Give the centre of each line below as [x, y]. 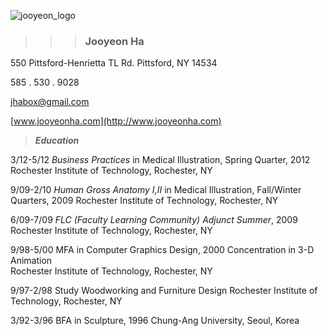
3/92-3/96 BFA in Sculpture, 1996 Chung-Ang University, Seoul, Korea [155, 321]
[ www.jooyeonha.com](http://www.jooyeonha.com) [116, 121]
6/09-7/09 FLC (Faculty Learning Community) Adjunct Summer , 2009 [154, 220]
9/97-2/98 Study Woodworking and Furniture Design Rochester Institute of [164, 291]
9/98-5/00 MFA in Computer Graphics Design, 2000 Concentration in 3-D [162, 250]
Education [57, 141]
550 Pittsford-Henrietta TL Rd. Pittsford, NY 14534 [114, 63]
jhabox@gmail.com [50, 102]
